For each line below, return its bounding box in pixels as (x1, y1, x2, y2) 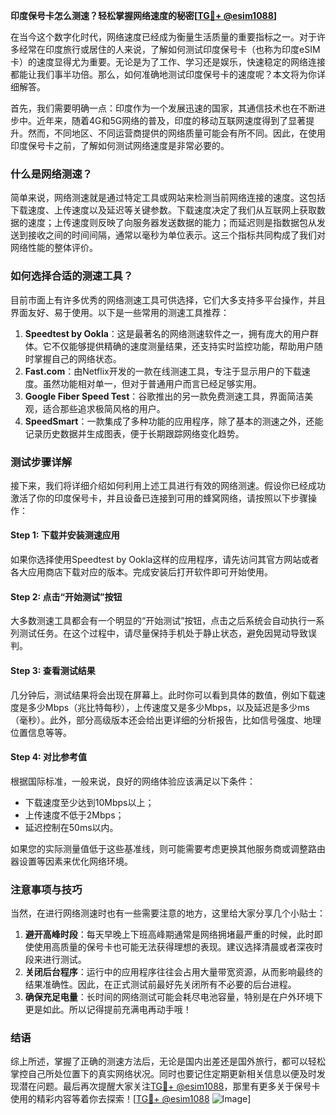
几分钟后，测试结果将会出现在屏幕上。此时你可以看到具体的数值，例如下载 (10, 689, 317, 701)
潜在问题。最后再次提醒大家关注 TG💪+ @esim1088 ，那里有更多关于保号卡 (18, 1080, 321, 1093)
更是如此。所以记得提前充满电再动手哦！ (24, 1004, 192, 1015)
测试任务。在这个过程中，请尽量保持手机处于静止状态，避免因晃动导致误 (18, 627, 317, 639)
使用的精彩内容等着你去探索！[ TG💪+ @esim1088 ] (10, 1093, 252, 1105)
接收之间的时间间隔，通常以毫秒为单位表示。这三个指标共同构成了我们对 (27, 229, 326, 241)
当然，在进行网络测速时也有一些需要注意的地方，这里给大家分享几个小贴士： (10, 907, 326, 919)
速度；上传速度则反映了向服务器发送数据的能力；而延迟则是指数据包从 (27, 217, 317, 229)
